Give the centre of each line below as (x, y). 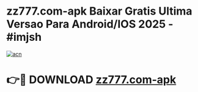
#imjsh (24, 37)
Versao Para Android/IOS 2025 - (90, 24)
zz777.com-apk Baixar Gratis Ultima (99, 11)
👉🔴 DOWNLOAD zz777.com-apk (91, 80)
